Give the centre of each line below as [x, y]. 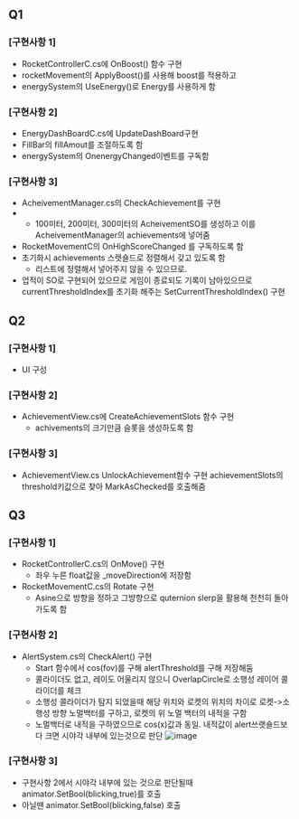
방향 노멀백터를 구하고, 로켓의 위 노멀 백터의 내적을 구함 [149, 712]
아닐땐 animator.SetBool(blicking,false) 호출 [101, 805]
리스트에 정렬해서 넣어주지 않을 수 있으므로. [111, 269]
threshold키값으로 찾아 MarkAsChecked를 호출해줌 [113, 486]
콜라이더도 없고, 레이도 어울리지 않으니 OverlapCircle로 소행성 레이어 [157, 679]
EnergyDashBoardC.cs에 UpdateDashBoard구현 [110, 133]
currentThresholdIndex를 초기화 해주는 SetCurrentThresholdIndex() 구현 [153, 292]
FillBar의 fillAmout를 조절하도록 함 [82, 145]
